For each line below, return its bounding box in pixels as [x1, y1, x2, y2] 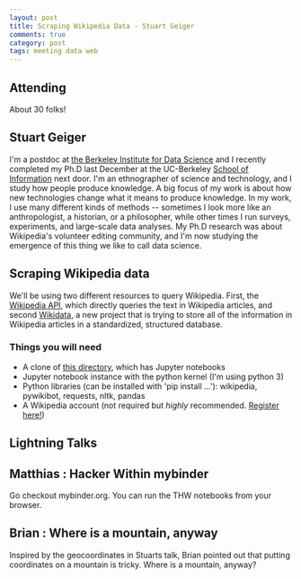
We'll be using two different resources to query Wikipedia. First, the [9, 290, 259, 301]
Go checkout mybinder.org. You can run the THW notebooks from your [9, 490, 272, 501]
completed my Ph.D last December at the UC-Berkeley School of [9, 163, 249, 174]
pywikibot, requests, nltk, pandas [22, 390, 146, 401]
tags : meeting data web [9, 47, 99, 56]
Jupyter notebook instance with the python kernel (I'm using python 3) [22, 371, 285, 382]
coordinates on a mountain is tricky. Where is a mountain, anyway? [9, 559, 257, 570]
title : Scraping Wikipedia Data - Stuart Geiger [9, 22, 195, 31]
